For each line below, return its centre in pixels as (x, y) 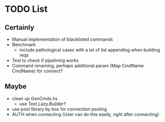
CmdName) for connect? (37, 71)
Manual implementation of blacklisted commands (62, 39)
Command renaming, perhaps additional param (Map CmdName (78, 66)
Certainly (19, 28)
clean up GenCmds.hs (35, 98)
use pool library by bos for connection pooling (59, 109)
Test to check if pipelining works (45, 60)
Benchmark (24, 45)
